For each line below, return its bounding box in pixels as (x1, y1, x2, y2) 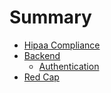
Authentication (38, 60, 100, 72)
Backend (23, 49, 61, 61)
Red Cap (23, 71, 60, 83)
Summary (9, 6, 92, 29)
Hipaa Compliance (23, 39, 101, 51)
